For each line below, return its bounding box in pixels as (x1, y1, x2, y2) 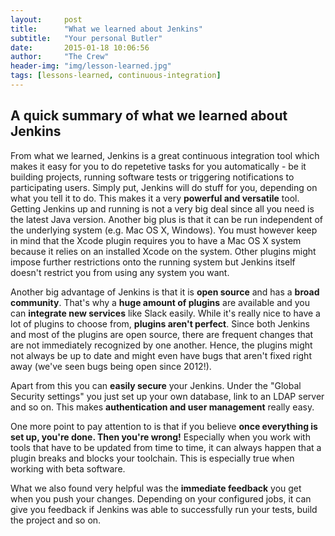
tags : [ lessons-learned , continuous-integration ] (10, 71, 222, 81)
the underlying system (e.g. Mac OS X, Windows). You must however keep (10, 224, 318, 236)
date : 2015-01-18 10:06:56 (10, 42, 150, 53)
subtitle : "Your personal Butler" (10, 33, 163, 43)
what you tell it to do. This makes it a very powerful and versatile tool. (10, 192, 300, 204)
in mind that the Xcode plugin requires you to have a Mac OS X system (10, 234, 302, 246)
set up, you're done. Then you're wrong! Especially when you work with (10, 431, 311, 443)
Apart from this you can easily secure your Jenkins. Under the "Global (10, 379, 302, 391)
